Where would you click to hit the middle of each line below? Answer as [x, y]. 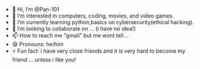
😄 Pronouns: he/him [38, 44]
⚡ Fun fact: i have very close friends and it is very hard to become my [99, 51]
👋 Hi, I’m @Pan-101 [35, 9]
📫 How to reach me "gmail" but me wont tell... [70, 35]
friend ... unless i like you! [44, 60]
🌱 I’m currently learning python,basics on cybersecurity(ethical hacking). [103, 22]
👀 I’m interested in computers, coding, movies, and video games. [93, 16]
